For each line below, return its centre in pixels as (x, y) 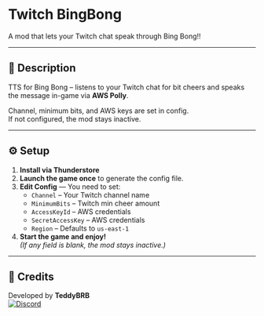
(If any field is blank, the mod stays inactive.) (93, 245)
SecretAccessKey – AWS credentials (88, 220)
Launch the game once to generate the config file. (101, 178)
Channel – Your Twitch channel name (90, 194)
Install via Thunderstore (59, 169)
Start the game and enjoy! (62, 236)
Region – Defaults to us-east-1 (80, 228)
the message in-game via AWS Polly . (68, 95)
